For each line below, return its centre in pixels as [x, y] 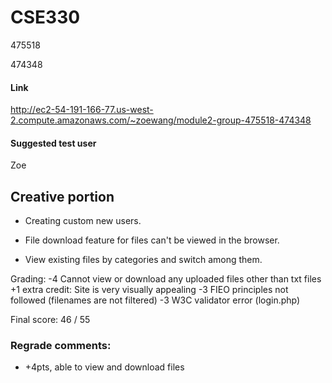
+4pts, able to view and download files [104, 367]
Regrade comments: [61, 346]
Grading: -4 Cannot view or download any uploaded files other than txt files [166, 279]
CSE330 [45, 17]
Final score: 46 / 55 [50, 320]
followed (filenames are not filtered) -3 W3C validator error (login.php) [155, 300]
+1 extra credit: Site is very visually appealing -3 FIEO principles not [149, 290]
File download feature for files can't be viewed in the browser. [152, 240]
